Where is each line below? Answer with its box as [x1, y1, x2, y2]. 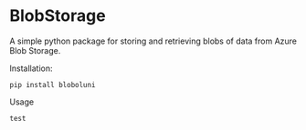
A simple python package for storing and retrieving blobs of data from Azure [9, 35, 298, 46]
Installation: [9, 63, 53, 74]
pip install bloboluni [9, 80, 96, 89]
